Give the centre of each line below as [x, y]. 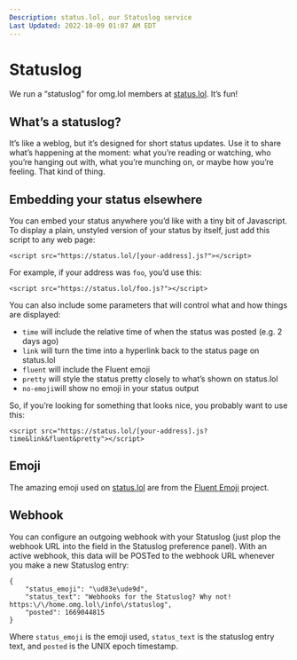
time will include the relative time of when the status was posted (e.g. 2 [152, 332]
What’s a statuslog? [65, 122]
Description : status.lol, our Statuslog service [101, 17]
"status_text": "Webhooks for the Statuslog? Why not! [129, 597]
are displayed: [35, 315]
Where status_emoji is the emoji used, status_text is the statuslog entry [142, 636]
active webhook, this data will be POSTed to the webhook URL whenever [142, 555]
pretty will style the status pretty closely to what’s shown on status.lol [150, 379]
